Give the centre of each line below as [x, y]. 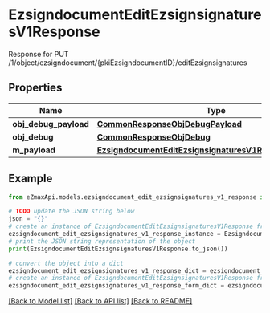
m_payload [34, 150]
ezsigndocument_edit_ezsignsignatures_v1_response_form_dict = [117, 286]
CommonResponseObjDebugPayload [170, 124]
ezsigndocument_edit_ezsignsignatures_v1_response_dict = [107, 270]
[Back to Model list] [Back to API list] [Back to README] [100, 301]
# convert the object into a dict [66, 263]
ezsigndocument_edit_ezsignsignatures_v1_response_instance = [115, 234]
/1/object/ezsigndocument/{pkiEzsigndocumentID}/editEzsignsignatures [128, 63]
